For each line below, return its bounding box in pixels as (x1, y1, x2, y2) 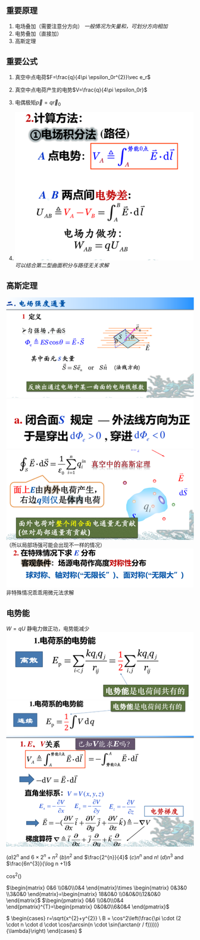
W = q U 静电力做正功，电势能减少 (6, 625, 90, 632)
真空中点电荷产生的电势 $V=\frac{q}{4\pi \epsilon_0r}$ (14, 86, 148, 93)
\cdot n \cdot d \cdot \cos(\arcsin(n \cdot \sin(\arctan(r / (6, 921, 145, 928)
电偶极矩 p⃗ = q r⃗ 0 (14, 99, 61, 107)
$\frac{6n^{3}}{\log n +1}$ (6, 860, 71, 867)
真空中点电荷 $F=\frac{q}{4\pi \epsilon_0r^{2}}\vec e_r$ (14, 73, 151, 80)
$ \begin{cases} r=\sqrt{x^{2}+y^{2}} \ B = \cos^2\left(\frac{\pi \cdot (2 (6, 914, 182, 922)
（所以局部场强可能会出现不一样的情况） (6, 541, 105, 549)
